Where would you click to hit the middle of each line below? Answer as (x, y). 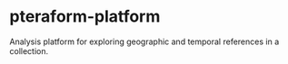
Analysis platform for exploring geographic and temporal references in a (144, 41)
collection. (29, 50)
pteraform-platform (85, 17)
